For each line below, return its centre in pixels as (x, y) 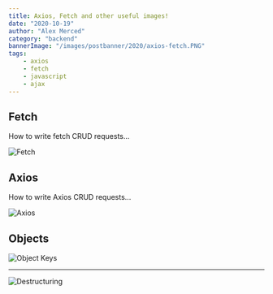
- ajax (34, 84)
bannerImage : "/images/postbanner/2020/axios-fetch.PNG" (107, 46)
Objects (29, 238)
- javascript (45, 76)
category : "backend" (43, 39)
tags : (17, 54)
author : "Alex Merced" (47, 31)
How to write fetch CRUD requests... (69, 136)
